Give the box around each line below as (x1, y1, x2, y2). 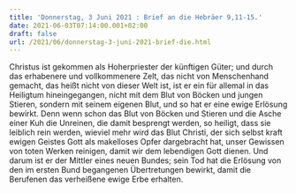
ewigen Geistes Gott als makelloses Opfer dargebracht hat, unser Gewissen (9, 137, 285, 147)
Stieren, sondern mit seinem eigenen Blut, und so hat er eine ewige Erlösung (9, 99, 288, 110)
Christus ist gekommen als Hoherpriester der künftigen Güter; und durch (9, 62, 274, 72)
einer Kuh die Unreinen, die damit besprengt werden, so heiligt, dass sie (9, 118, 271, 129)
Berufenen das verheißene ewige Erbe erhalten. (9, 174, 184, 185)
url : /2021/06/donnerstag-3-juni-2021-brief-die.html (9, 37, 212, 47)
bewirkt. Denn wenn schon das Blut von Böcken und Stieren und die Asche (9, 108, 282, 119)
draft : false (9, 29, 57, 38)
